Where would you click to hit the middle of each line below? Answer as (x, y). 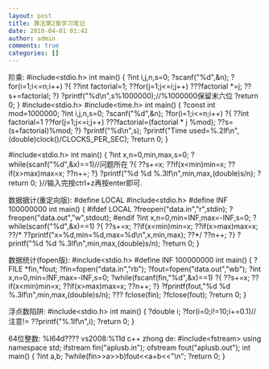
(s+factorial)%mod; (41, 131)
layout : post (30, 16)
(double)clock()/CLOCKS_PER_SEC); (69, 139)
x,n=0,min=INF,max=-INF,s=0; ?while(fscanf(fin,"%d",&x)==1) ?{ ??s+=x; (129, 278)
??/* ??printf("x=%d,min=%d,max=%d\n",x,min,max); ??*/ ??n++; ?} (122, 235)
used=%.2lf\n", (214, 131)
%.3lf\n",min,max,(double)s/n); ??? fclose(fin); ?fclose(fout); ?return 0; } (128, 294)
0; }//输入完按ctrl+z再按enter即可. (86, 183)
